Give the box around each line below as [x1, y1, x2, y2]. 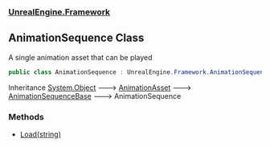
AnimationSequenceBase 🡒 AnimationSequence [8, 91, 182, 100]
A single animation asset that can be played [8, 52, 153, 62]
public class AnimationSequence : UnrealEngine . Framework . [8, 67, 211, 76]
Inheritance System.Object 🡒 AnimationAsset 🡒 [8, 83, 192, 92]
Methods [8, 111, 44, 122]
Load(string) [19, 129, 62, 139]
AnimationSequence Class [8, 31, 145, 45]
